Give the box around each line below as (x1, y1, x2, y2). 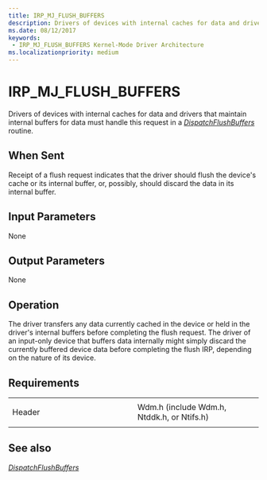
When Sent (8, 149, 65, 163)
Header (12, 407, 41, 417)
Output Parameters (8, 254, 105, 267)
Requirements (8, 376, 79, 389)
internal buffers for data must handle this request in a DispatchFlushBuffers (8, 117, 255, 127)
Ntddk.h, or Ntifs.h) (137, 412, 209, 422)
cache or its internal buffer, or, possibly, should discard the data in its (8, 178, 234, 188)
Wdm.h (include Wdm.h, (137, 402, 227, 412)
